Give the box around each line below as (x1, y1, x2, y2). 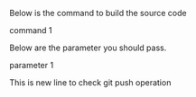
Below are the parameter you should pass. (9, 42, 167, 53)
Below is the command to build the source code (9, 8, 187, 18)
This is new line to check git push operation (9, 77, 172, 88)
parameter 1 (9, 60, 54, 70)
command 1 (9, 25, 52, 35)
